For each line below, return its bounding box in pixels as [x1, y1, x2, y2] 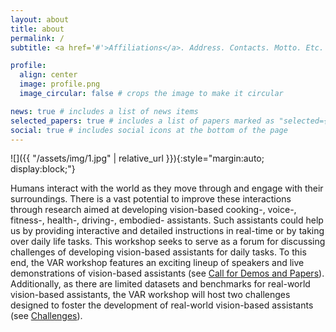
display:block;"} [10, 163, 76, 175]
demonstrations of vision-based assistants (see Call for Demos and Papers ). [10, 267, 325, 280]
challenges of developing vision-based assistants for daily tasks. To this [10, 246, 307, 258]
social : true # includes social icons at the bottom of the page [10, 125, 288, 135]
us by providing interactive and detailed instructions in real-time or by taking [10, 225, 325, 237]
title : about [10, 24, 65, 34]
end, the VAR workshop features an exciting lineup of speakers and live [10, 257, 305, 269]
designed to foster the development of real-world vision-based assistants [10, 299, 314, 311]
